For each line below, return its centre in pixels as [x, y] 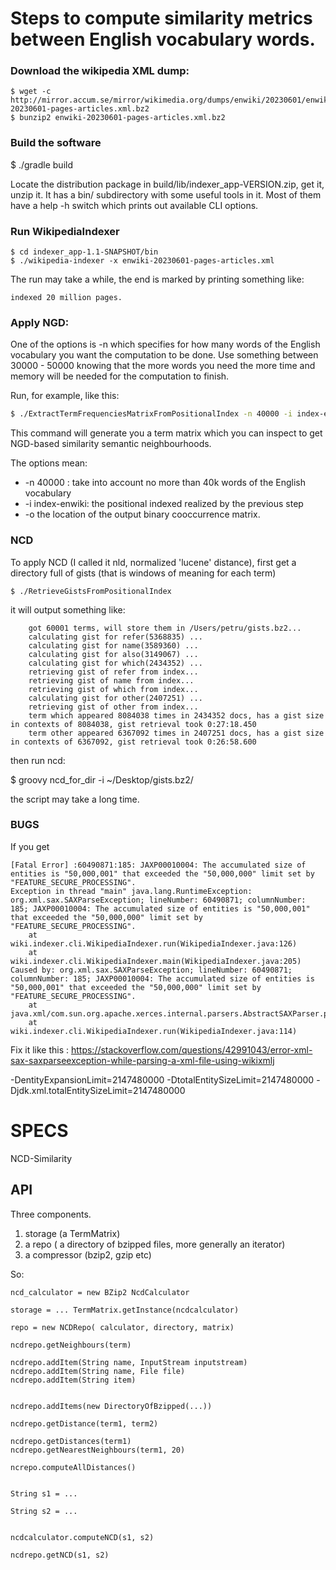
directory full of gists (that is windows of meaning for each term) [143, 573]
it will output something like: [68, 609]
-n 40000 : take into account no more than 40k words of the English [165, 483]
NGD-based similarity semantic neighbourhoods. [111, 444]
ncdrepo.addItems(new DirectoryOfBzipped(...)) [111, 1406]
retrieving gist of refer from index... [113, 672]
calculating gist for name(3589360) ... [113, 645]
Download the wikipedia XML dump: [100, 71]
